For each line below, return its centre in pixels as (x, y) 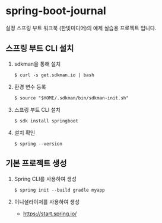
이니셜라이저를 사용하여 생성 (47, 202)
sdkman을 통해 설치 (37, 64)
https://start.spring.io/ (50, 214)
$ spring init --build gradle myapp (59, 190)
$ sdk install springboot (46, 121)
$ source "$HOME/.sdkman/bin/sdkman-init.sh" (71, 98)
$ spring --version (38, 144)
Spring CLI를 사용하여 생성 (45, 179)
